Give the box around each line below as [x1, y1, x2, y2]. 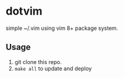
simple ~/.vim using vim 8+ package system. [5, 24, 119, 32]
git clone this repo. [14, 58, 62, 65]
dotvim [5, 4, 43, 18]
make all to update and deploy [14, 65, 92, 72]
